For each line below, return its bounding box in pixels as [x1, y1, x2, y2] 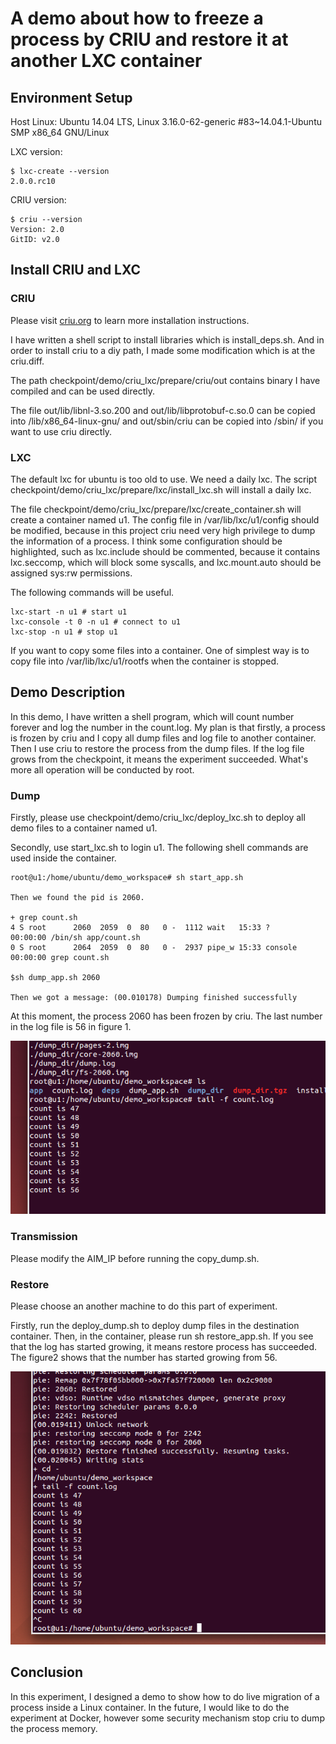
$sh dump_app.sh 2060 [10, 973, 101, 983]
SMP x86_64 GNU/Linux [10, 127, 110, 138]
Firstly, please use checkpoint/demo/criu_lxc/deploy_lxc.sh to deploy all [10, 812, 306, 824]
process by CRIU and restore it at [10, 28, 289, 51]
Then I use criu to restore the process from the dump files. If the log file [10, 742, 305, 754]
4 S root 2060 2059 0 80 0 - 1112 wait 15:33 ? [10, 923, 271, 933]
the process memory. [10, 1722, 98, 1734]
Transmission [10, 1230, 78, 1244]
